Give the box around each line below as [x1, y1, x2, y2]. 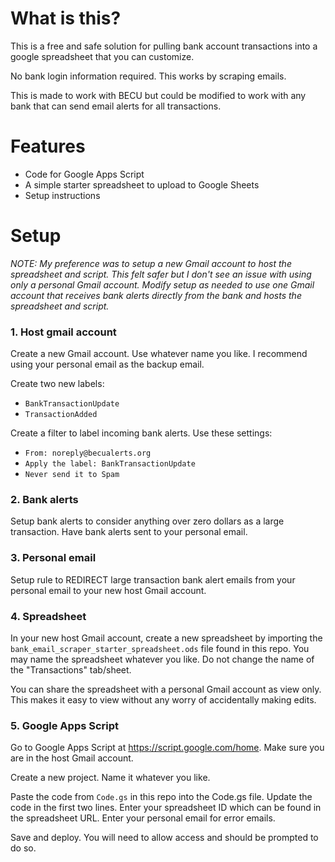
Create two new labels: [10, 378, 105, 390]
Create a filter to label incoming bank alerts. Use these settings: [10, 427, 273, 439]
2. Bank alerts [10, 493, 79, 507]
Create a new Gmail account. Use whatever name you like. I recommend [10, 348, 308, 360]
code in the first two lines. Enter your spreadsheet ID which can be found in [10, 802, 322, 814]
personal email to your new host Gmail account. [10, 584, 207, 596]
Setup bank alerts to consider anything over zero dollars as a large [10, 515, 285, 527]
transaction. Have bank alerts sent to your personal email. [10, 526, 248, 538]
